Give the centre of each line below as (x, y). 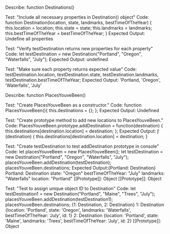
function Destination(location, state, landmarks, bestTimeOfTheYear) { (79, 23)
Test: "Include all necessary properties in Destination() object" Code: (77, 17)
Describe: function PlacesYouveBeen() (45, 95)
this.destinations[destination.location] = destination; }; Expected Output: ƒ (82, 131)
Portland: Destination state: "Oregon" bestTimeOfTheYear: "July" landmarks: (85, 173)
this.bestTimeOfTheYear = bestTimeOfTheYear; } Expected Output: (75, 33)
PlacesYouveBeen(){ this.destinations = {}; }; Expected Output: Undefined (82, 110)
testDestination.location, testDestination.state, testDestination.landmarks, (82, 75)
